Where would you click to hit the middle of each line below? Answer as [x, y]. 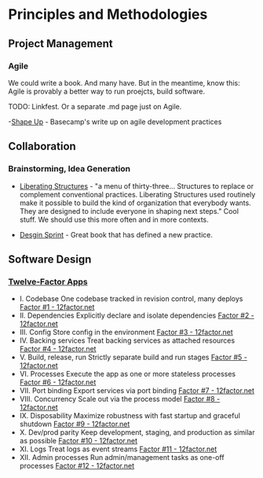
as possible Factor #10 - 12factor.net [79, 441]
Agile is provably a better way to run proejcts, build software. [107, 91]
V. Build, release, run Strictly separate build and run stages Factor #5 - [133, 357]
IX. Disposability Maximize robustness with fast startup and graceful [130, 416]
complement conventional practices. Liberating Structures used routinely [137, 194]
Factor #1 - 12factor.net [57, 307]
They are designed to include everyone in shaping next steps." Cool [129, 211]
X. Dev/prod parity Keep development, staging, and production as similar [137, 432]
